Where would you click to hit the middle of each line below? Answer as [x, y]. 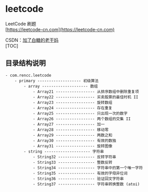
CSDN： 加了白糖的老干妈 [32, 40]
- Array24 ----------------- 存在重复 [72, 108]
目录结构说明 [26, 63]
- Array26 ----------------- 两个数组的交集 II [82, 119]
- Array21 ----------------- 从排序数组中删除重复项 [86, 92]
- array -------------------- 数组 [61, 86]
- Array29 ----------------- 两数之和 [72, 135]
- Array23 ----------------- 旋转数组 [72, 102]
